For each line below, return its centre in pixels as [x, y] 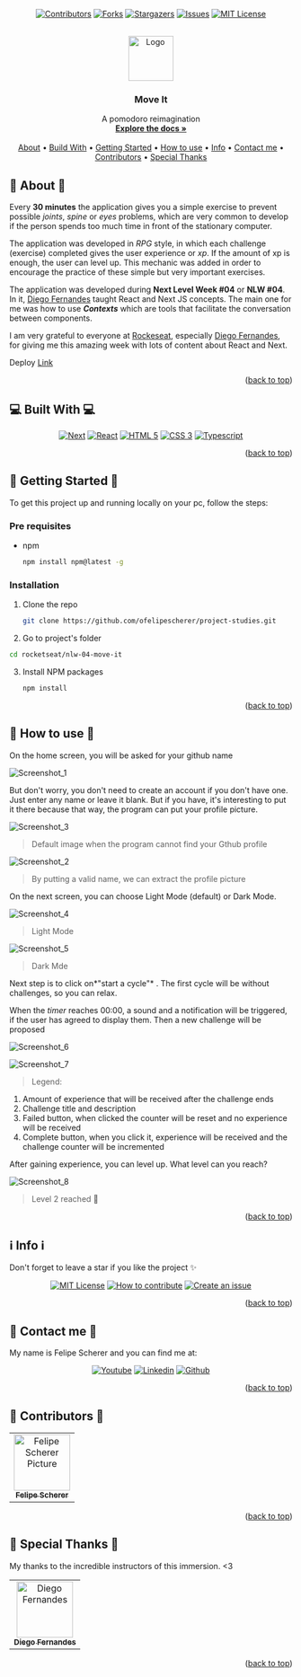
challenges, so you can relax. [63, 993]
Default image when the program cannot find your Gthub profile [149, 843]
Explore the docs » [151, 128]
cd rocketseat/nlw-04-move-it [66, 655]
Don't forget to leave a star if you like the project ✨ [103, 1267]
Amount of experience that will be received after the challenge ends [148, 1099]
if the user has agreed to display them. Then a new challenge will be [136, 1019]
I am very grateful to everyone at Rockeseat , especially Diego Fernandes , [145, 336]
